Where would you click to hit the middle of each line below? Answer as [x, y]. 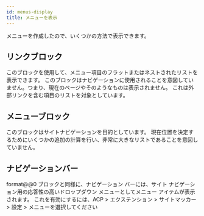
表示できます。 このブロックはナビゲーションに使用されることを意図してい [100, 80]
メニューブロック [38, 116]
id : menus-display [30, 12]
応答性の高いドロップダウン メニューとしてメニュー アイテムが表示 [111, 192]
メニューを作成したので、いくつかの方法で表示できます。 [78, 36]
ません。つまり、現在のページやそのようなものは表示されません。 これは [97, 88]
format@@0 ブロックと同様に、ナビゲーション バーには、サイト [87, 184]
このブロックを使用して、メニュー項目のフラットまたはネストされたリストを [102, 72]
